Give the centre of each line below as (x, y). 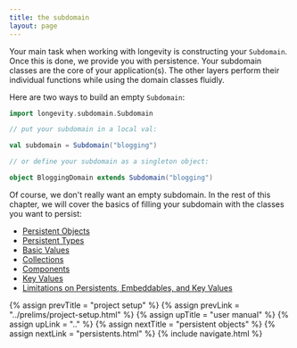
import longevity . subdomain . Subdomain (81, 113)
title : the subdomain (49, 17)
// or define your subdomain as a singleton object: (109, 162)
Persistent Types (53, 240)
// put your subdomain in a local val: (83, 129)
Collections (43, 259)
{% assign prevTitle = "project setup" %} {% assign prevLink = (124, 305)
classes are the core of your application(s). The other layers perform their (144, 70)
